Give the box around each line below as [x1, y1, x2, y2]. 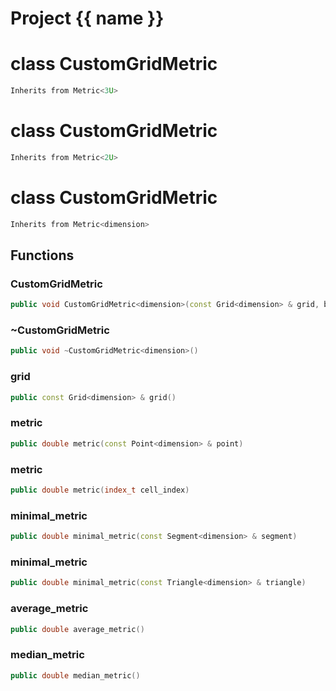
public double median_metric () [10, 670, 141, 681]
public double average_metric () [10, 624, 145, 634]
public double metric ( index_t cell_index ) [10, 485, 190, 495]
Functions [10, 247, 75, 264]
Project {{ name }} [10, 7, 165, 30]
